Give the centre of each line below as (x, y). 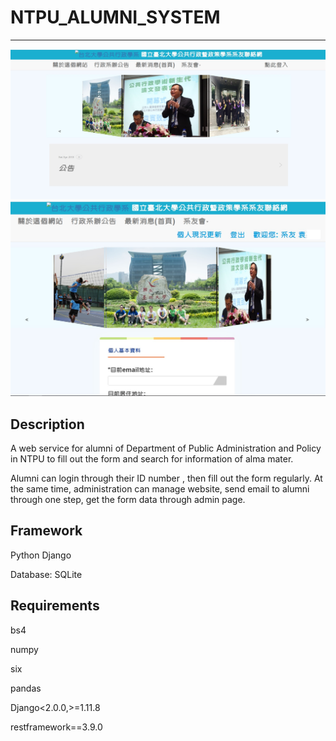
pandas (26, 688)
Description (47, 424)
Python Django (41, 555)
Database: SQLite (46, 574)
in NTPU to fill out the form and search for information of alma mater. (152, 458)
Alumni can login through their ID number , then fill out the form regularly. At (166, 478)
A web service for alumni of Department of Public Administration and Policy (166, 448)
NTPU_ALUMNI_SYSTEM (115, 17)
